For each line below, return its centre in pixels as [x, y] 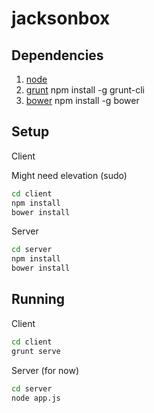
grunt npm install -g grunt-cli [85, 90]
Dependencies [57, 55]
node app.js [36, 398]
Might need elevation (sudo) [69, 175]
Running [38, 299]
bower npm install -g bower [82, 100]
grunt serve [36, 351]
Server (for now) [45, 370]
